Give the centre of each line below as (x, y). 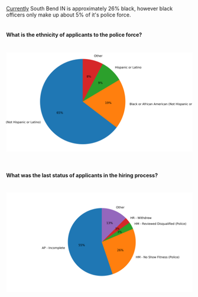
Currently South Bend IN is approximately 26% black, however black (90, 9)
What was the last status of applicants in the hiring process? (82, 175)
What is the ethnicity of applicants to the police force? (74, 34)
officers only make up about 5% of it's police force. (69, 15)
